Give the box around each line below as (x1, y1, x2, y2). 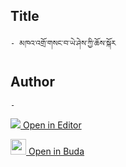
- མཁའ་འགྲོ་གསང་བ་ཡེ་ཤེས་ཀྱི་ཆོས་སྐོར (10, 38, 117, 48)
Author (10, 74, 55, 91)
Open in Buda (28, 145, 85, 157)
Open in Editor (22, 119, 82, 131)
